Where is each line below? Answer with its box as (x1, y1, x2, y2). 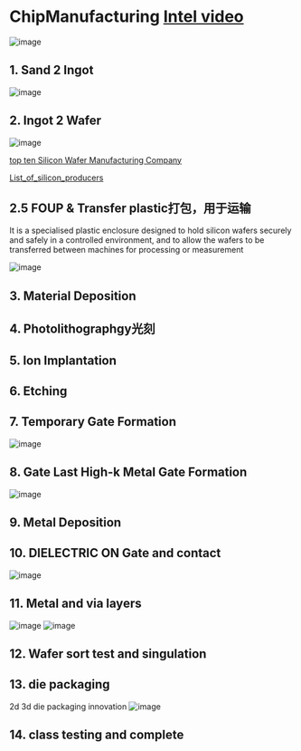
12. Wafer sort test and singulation (9, 646, 207, 661)
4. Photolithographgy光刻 (9, 322, 155, 337)
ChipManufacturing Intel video (9, 6, 244, 27)
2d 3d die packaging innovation (9, 700, 127, 712)
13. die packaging (9, 677, 110, 692)
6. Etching (9, 383, 68, 399)
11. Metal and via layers (9, 596, 142, 611)
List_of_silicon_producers (9, 172, 104, 183)
